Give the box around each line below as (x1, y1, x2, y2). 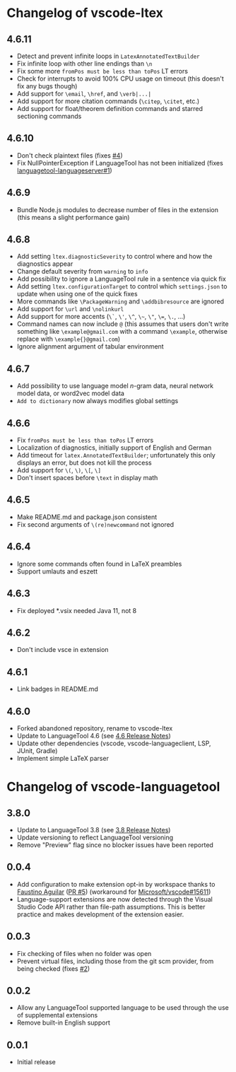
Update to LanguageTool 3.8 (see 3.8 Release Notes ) (16, 825, 171, 834)
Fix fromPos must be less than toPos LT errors (16, 436, 154, 445)
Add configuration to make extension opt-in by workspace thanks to (16, 880, 216, 888)
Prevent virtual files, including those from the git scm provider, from (16, 957, 214, 965)
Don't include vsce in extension (16, 646, 109, 654)
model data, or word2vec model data (16, 389, 125, 397)
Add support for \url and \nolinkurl (16, 305, 124, 313)
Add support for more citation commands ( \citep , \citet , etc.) (16, 97, 200, 105)
